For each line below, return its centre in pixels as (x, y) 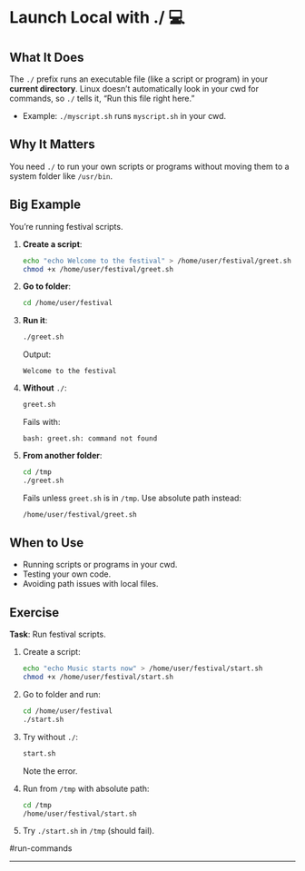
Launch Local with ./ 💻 (98, 18)
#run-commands (41, 848)
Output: (37, 354)
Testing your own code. (67, 574)
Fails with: (41, 422)
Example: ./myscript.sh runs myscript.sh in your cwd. (124, 116)
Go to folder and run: (62, 694)
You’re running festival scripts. (66, 226)
